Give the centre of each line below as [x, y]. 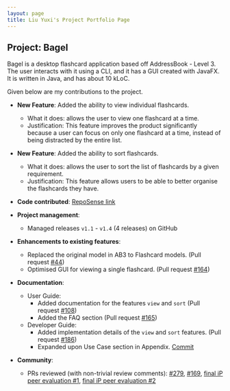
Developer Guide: [52, 325]
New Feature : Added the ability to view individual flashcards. [103, 105]
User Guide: [44, 296]
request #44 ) [46, 262]
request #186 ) [57, 340]
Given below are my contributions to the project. [75, 92]
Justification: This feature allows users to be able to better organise [122, 181]
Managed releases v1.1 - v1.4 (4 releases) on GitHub [102, 228]
